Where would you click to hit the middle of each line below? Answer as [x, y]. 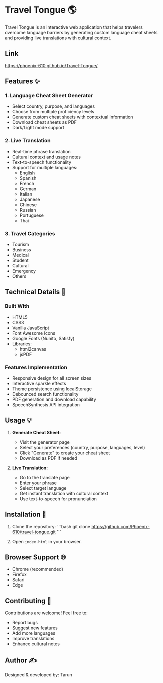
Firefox [20, 575]
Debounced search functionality [45, 394]
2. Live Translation [28, 141]
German [28, 189]
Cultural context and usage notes [47, 157]
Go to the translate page [45, 477]
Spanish [28, 178]
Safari [18, 580]
